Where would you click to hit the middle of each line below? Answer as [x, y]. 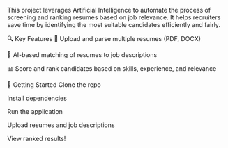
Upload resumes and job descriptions [61, 125]
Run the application [35, 112]
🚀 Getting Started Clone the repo [54, 85]
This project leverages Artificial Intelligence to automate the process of [109, 10]
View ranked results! [37, 139]
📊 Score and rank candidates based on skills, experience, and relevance [112, 68]
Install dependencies [37, 98]
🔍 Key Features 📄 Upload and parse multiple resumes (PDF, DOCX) [104, 39]
